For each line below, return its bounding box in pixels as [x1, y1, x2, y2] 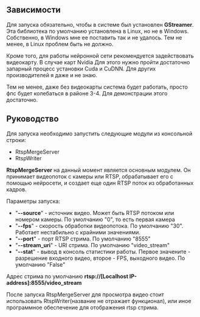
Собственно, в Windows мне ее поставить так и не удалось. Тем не [6, 33, 182, 41]
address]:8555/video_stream [6, 279, 82, 286]
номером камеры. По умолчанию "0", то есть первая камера [15, 216, 175, 223]
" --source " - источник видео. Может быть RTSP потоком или [15, 209, 174, 216]
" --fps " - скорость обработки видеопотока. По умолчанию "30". [15, 222, 184, 230]
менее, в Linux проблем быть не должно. [6, 40, 114, 47]
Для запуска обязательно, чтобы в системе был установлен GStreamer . [6, 21, 195, 28]
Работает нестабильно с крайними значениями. [15, 228, 141, 236]
